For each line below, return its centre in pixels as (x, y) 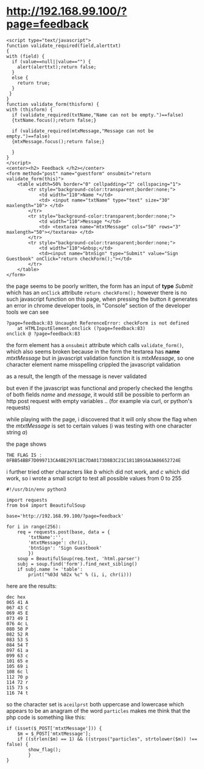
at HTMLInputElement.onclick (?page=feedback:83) (82, 328)
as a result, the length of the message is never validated (77, 376)
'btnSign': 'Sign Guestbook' (65, 548)
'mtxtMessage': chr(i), (58, 543)
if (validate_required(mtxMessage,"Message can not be (83, 131)
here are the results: (31, 586)
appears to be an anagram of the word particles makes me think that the (98, 711)
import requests (27, 500)
